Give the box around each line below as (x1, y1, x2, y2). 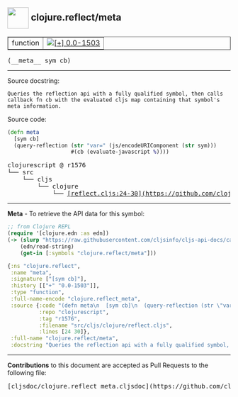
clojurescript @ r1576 (7, 161, 86, 169)
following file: (7, 369, 47, 377)
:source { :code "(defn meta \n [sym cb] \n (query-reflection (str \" (10, 302, 223, 309)
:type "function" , (10, 289, 65, 296)
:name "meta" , (10, 269, 52, 276)
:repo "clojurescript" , (38, 308, 110, 315)
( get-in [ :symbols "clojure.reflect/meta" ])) (20, 250, 157, 257)
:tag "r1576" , (38, 315, 81, 323)
